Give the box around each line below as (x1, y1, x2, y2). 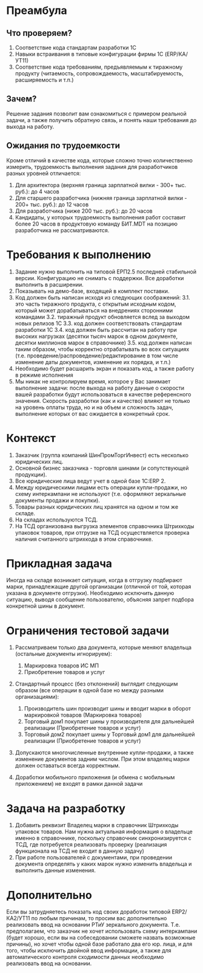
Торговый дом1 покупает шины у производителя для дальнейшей (24, 718, 195, 725)
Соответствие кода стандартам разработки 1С (15, 44, 136, 51)
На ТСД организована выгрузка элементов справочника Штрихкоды (15, 522, 195, 529)
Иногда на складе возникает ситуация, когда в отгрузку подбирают (6, 577, 183, 584)
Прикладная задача (6, 557, 113, 570)
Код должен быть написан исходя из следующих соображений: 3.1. (15, 294, 191, 301)
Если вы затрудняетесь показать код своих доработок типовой (6, 908, 171, 915)
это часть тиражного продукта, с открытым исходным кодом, (15, 300, 176, 308)
